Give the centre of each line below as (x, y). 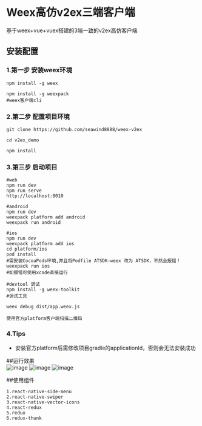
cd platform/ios (27, 249)
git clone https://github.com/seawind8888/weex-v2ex (74, 129)
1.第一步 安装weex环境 (39, 70)
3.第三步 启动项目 (32, 167)
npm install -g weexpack (38, 94)
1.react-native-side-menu (39, 391)
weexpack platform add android (46, 217)
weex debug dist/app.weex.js (43, 307)
